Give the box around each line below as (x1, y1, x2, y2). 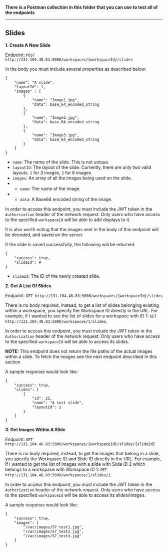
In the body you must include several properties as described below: (5, 66, 146, 72)
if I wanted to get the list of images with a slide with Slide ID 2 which (5, 461, 145, 467)
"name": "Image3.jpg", (31, 132, 79, 137)
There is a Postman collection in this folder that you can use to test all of (5, 5, 158, 10)
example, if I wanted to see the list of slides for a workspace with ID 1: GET (5, 313, 157, 319)
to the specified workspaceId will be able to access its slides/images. (5, 492, 146, 498)
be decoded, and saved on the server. (5, 232, 83, 238)
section (5, 358, 21, 365)
